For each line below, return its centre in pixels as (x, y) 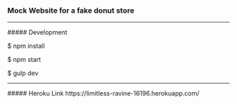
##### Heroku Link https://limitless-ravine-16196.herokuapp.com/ (103, 93)
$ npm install (26, 46)
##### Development (37, 32)
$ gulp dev (23, 73)
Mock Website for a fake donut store (71, 11)
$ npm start (24, 60)
